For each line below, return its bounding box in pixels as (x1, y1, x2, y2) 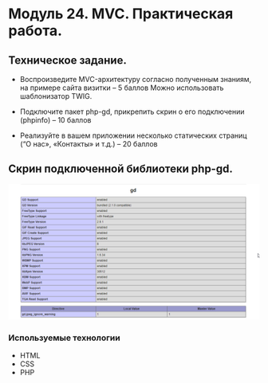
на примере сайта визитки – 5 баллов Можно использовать (19, 83, 224, 92)
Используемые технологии (8, 332, 121, 343)
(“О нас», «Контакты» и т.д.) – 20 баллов (19, 139, 158, 148)
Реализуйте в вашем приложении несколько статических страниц (19, 131, 247, 140)
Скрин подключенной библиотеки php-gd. (8, 162, 233, 176)
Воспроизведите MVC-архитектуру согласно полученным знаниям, (19, 75, 252, 84)
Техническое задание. (8, 53, 128, 67)
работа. (8, 21, 62, 40)
